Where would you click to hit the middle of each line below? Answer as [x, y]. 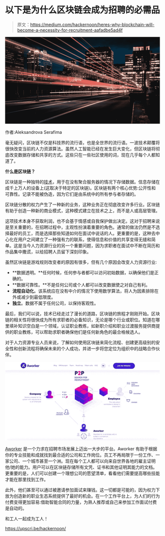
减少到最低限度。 [38, 297]
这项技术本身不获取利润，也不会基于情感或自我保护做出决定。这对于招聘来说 [82, 221]
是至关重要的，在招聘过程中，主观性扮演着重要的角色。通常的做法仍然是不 [80, 227]
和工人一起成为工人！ [27, 519]
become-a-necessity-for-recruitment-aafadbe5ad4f [70, 30]
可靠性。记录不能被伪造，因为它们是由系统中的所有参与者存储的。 [72, 194]
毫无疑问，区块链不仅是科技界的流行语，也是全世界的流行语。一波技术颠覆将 [82, 143]
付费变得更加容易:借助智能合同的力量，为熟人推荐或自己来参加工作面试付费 [81, 502]
